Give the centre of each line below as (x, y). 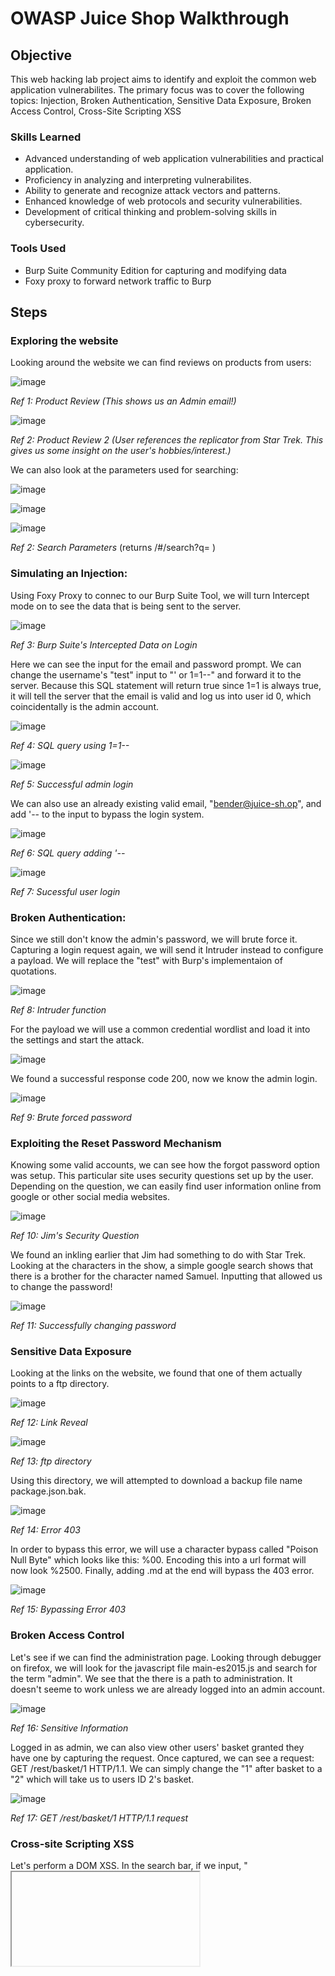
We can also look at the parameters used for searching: (124, 470)
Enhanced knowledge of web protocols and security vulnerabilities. (163, 201)
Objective (41, 55)
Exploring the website (64, 340)
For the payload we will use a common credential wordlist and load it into (160, 1029)
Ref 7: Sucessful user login (65, 891)
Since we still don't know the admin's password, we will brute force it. (154, 939)
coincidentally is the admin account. (85, 706)
